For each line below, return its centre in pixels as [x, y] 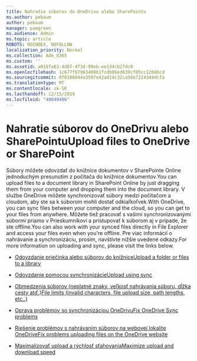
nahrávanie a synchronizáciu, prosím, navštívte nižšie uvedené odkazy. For [96, 239]
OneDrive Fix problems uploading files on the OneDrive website [91, 334]
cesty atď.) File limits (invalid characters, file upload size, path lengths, [100, 292]
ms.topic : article [29, 39]
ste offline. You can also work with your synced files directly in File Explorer [97, 227]
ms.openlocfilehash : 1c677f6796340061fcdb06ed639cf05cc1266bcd [86, 72]
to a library [28, 263]
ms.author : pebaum [29, 17]
